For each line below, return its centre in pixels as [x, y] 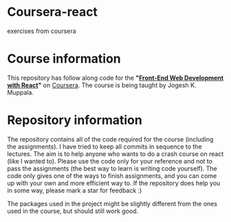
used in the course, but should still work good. [73, 211]
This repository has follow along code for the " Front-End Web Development [115, 78]
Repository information [75, 120]
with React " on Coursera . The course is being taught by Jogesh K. [102, 85]
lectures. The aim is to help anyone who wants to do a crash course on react [115, 154]
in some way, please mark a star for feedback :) [75, 190]
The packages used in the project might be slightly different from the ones [112, 203]
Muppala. [21, 92]
